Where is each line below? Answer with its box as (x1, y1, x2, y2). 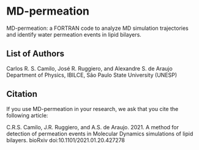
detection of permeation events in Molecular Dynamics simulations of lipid (6, 130, 193, 137)
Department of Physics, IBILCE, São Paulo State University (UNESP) (6, 71, 178, 79)
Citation (6, 89, 38, 99)
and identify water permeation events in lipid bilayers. (6, 30, 142, 38)
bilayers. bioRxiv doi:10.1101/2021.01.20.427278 (6, 136, 126, 144)
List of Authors (6, 49, 64, 59)
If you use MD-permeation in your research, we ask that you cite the (6, 105, 179, 112)
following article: (6, 112, 48, 119)
